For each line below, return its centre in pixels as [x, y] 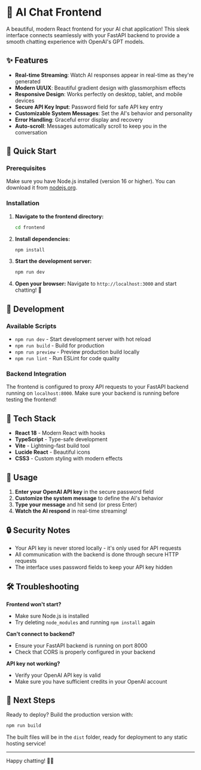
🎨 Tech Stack [31, 419]
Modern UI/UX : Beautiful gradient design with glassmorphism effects [100, 88]
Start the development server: [53, 261]
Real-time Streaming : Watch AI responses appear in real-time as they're [104, 75]
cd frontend [30, 227]
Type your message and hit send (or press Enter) [76, 504]
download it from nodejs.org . [42, 188]
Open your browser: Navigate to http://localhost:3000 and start [96, 284]
